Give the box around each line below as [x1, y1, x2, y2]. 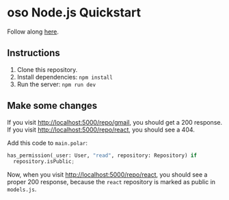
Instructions [7, 47, 60, 59]
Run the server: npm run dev [16, 80, 96, 88]
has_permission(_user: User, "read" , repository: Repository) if [7, 152, 197, 159]
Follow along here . [7, 27, 59, 36]
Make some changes [7, 100, 98, 112]
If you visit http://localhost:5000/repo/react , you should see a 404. [7, 125, 195, 134]
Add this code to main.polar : [7, 138, 87, 147]
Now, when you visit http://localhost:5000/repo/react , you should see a [7, 171, 208, 179]
